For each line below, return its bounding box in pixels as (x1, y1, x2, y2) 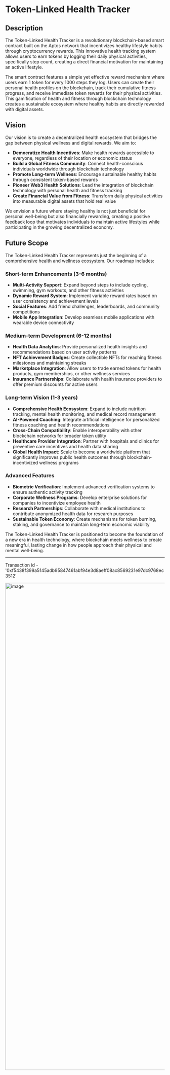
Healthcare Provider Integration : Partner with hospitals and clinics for (12, 438, 159, 444)
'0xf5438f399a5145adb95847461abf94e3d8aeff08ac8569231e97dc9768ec (5, 567, 164, 574)
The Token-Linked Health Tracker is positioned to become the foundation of (5, 531, 163, 537)
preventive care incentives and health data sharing (12, 443, 118, 449)
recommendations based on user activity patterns (12, 349, 117, 355)
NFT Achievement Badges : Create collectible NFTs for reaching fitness (12, 354, 162, 361)
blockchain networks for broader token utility (12, 433, 107, 439)
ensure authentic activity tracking (12, 489, 82, 495)
